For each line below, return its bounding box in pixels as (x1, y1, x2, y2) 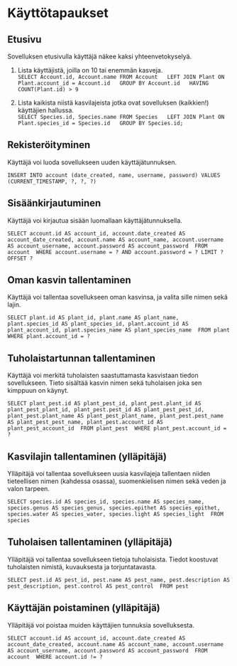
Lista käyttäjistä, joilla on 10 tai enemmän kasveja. (17, 66, 163, 74)
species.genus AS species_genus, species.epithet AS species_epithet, (7, 504, 221, 512)
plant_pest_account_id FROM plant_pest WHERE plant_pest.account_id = (7, 425, 227, 432)
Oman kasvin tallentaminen (7, 274, 131, 286)
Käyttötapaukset (7, 5, 109, 21)
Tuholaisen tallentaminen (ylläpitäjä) (7, 536, 172, 549)
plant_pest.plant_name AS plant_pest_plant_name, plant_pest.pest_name (7, 413, 224, 420)
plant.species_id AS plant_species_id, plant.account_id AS (7, 320, 189, 328)
